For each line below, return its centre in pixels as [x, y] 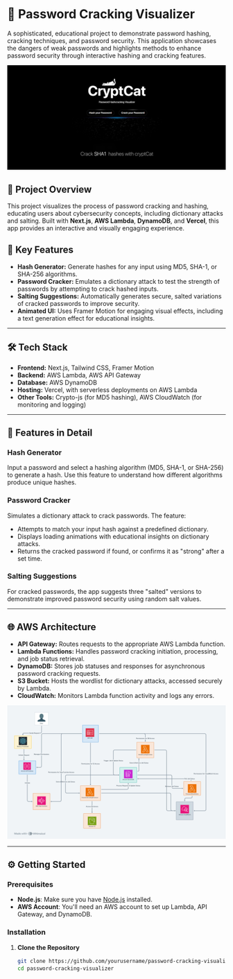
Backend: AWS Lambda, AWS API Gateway [79, 375]
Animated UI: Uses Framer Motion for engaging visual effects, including [120, 311]
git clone [32, 961]
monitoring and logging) [52, 405]
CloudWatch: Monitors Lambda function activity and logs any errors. [116, 695]
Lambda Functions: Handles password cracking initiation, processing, [118, 651]
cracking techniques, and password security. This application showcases [112, 40]
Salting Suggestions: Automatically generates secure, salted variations [119, 296]
